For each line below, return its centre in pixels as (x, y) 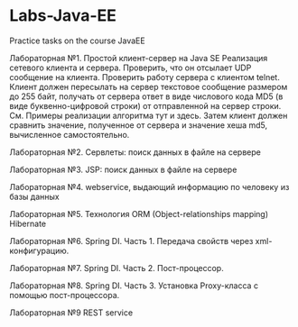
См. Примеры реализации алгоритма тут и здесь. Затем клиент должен (149, 115)
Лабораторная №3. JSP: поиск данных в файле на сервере (123, 169)
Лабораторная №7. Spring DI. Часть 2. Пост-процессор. (116, 268)
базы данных (35, 196)
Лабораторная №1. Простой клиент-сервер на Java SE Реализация (139, 58)
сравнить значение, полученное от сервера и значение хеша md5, (139, 125)
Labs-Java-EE (63, 16)
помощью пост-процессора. (65, 295)
